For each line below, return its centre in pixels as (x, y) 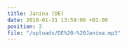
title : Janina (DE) (36, 13)
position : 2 (25, 26)
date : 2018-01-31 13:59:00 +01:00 (58, 20)
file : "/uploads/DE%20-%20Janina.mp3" (64, 33)
